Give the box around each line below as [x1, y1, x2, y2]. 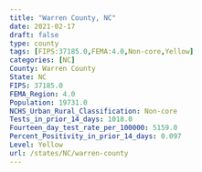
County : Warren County [9, 65, 96, 74]
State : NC [9, 73, 48, 82]
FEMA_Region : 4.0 [9, 89, 76, 98]
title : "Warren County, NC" [9, 13, 117, 23]
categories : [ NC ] [9, 56, 76, 65]
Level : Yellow [9, 140, 64, 149]
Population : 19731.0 [9, 97, 89, 107]
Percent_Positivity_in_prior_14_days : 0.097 [9, 132, 182, 141]
